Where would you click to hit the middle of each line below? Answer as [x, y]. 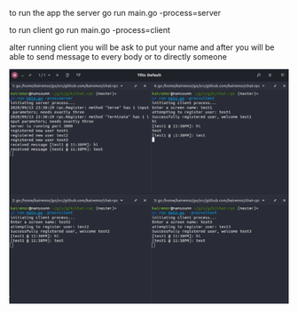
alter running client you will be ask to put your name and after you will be [142, 47]
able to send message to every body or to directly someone [118, 56]
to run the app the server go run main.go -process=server [115, 13]
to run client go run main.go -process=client [90, 30]
